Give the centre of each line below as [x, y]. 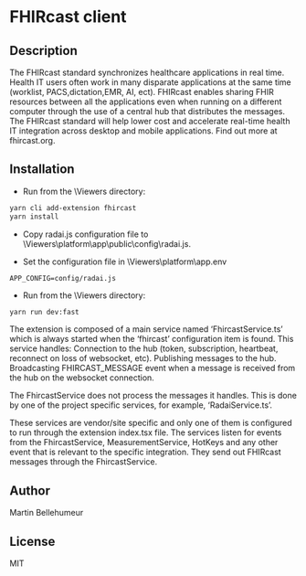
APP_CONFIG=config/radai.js [63, 278]
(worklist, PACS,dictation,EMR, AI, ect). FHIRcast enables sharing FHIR [142, 92]
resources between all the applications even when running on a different [146, 101]
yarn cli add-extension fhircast [73, 208]
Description [43, 51]
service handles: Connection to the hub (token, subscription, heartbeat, [144, 348]
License [32, 541]
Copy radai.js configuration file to [85, 234]
